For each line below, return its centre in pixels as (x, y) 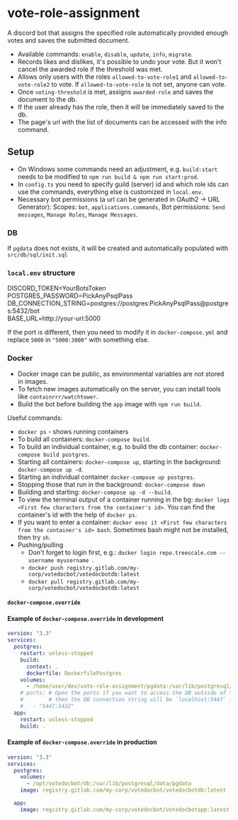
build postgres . (67, 454)
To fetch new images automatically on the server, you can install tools (119, 389)
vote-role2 (34, 85)
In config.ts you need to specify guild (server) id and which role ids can (123, 184)
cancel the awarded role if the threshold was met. (90, 69)
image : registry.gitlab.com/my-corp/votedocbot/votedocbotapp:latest (125, 809)
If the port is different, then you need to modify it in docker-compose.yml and (118, 333)
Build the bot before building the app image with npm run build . (109, 404)
